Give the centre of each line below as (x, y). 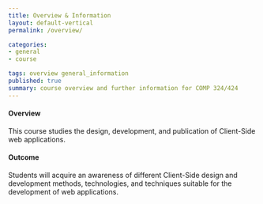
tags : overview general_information (68, 74)
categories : (28, 44)
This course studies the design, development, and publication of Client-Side (132, 130)
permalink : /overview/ (45, 30)
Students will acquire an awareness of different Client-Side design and (123, 176)
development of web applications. (64, 192)
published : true (35, 81)
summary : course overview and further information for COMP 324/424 (123, 88)
